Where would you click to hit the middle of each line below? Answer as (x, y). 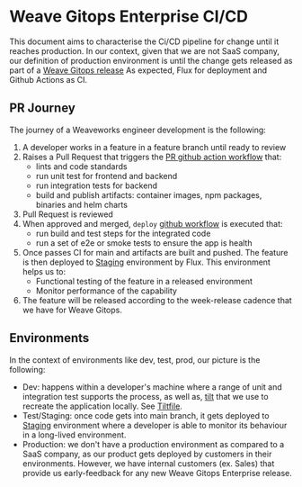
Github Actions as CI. (49, 79)
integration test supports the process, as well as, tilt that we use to (145, 396)
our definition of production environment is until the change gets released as (151, 60)
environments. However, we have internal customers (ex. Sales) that (148, 463)
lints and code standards (81, 166)
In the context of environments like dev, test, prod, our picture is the (135, 360)
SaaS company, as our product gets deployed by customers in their (147, 454)
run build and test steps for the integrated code (123, 233)
